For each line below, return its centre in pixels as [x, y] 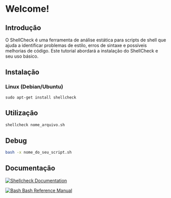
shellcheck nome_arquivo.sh [35, 125]
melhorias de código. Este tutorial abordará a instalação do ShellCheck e [82, 51]
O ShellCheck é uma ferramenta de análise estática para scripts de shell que [86, 40]
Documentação [30, 168]
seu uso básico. [22, 56]
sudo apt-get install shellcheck [41, 97]
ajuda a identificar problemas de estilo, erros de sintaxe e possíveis [76, 45]
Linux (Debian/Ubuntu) [34, 87]
